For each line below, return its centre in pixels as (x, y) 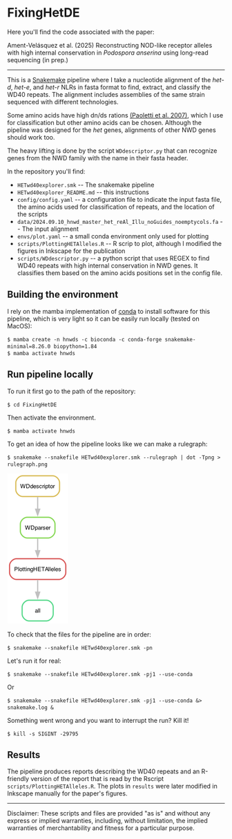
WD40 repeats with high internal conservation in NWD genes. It (107, 265)
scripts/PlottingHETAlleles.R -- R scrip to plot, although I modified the (119, 243)
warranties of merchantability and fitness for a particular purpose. (101, 828)
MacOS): (20, 326)
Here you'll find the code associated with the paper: (81, 32)
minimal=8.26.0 (29, 346)
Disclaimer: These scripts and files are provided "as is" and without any (109, 813)
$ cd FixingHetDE (32, 405)
